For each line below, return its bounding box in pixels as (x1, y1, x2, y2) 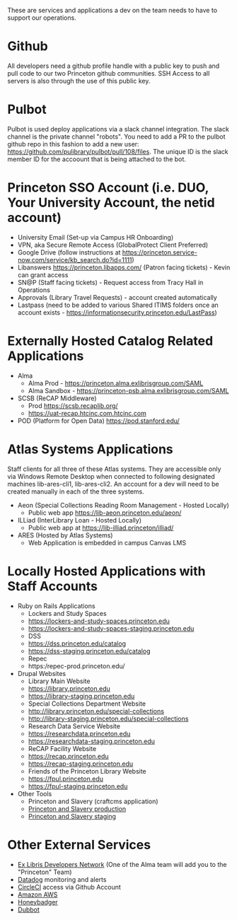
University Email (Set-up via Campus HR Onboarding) (17, 233, 174, 241)
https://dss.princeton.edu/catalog (28, 639, 126, 648)
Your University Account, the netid (7, 194, 215, 211)
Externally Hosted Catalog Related (7, 333, 214, 349)
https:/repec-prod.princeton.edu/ (28, 661, 125, 670)
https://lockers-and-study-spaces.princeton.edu (28, 617, 170, 625)
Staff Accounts (7, 578, 98, 594)
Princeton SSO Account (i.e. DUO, (7, 180, 209, 196)
